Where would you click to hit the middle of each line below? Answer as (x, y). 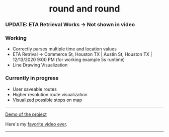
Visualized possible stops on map (47, 100)
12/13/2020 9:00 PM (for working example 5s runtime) (68, 60)
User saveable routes (34, 89)
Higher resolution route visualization (50, 94)
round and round (84, 9)
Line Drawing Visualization (40, 65)
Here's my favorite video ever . (36, 124)
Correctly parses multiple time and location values (65, 49)
